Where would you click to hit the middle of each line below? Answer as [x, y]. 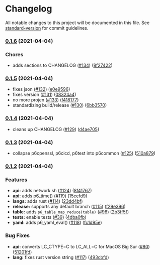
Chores [14, 54]
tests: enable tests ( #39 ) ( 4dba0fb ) [49, 217]
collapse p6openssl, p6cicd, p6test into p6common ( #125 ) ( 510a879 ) [84, 153]
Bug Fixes [18, 235]
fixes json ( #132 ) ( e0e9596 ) [41, 89]
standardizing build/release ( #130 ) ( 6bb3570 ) [60, 105]
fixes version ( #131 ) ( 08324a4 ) [44, 95]
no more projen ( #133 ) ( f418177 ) [46, 100]
